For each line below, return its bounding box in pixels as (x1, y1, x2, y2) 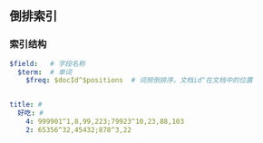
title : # (9, 100, 43, 110)
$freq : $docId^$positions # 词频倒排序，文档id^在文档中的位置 (25, 76, 253, 85)
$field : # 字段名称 (9, 59, 86, 68)
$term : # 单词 (17, 67, 73, 77)
